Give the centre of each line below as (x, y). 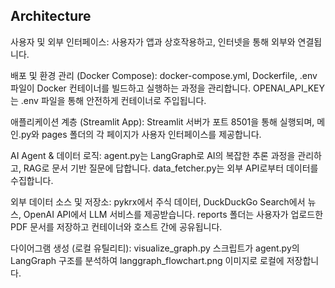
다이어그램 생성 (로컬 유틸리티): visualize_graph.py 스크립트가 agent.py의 (155, 248)
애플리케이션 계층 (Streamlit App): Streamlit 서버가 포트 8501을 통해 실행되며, (162, 121)
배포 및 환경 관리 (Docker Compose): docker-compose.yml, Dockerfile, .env (164, 75)
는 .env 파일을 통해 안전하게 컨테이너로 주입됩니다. (108, 100)
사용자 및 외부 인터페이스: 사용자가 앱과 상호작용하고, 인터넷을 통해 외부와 (153, 41)
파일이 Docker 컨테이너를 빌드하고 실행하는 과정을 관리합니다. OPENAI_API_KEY (167, 88)
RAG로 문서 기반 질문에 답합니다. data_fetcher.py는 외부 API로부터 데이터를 (171, 168)
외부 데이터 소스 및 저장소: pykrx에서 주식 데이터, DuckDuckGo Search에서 (158, 201)
